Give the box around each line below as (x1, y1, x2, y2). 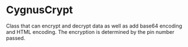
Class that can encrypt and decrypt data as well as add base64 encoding (6, 22, 183, 29)
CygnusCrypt (6, 3, 73, 17)
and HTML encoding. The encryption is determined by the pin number (6, 28, 175, 35)
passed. (6, 34, 26, 41)
